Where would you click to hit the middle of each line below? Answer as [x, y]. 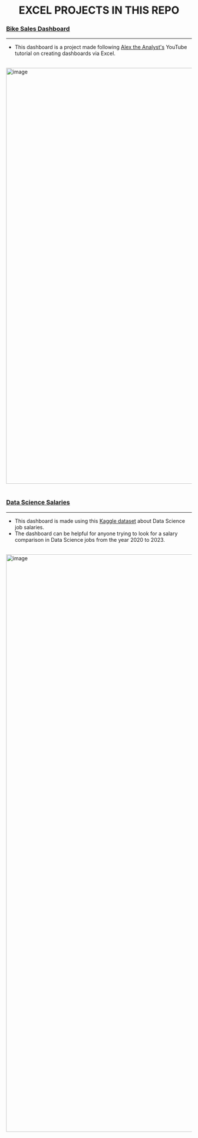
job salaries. [29, 527]
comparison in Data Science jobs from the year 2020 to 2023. [90, 539]
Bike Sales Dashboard [38, 29]
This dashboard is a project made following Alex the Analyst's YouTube [101, 47]
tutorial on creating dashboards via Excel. [65, 53]
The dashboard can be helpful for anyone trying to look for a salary [96, 534]
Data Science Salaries [38, 502]
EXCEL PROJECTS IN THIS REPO [99, 10]
